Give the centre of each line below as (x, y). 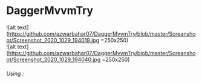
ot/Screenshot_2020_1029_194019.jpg (53, 40)
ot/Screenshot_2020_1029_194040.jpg (54, 59)
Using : (15, 73)
